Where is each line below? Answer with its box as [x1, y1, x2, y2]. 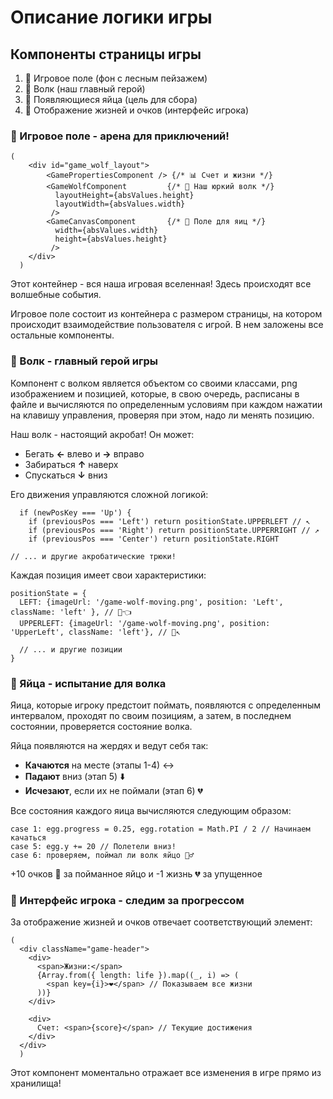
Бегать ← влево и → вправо [24, 447, 145, 460]
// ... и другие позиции [19, 644, 123, 655]
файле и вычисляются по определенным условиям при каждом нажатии [10, 398, 323, 410]
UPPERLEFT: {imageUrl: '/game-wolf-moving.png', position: [19, 618, 271, 628]
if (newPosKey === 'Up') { [19, 507, 132, 518]
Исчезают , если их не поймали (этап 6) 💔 [24, 784, 204, 796]
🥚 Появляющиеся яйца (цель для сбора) [24, 94, 198, 105]
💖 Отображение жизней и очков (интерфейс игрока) [24, 104, 249, 116]
